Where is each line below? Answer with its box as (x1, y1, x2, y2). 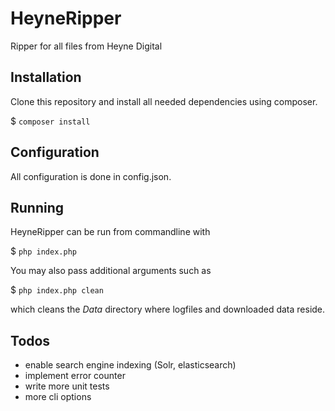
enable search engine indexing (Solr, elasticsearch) (24, 359, 237, 371)
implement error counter (24, 370, 126, 382)
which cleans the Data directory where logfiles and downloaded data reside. (10, 303, 326, 316)
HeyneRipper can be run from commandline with (10, 226, 211, 238)
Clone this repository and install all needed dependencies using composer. (10, 95, 318, 107)
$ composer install (10, 115, 91, 127)
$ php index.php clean (10, 284, 104, 296)
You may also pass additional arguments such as (10, 265, 212, 277)
